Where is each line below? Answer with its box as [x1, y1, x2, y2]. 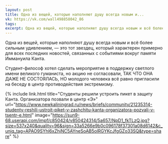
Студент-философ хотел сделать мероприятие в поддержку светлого [5, 65, 154, 71]
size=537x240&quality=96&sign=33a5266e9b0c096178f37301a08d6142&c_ [5, 123, 163, 129]
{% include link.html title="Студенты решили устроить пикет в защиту [5, 91, 153, 97]
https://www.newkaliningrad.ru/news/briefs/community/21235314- [15, 101, 152, 107]
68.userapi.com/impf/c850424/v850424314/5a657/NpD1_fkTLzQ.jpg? [5, 117, 150, 123]
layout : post [5, 7, 32, 12]
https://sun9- [52, 112, 80, 118]
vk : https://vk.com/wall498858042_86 [5, 16, 84, 21]
